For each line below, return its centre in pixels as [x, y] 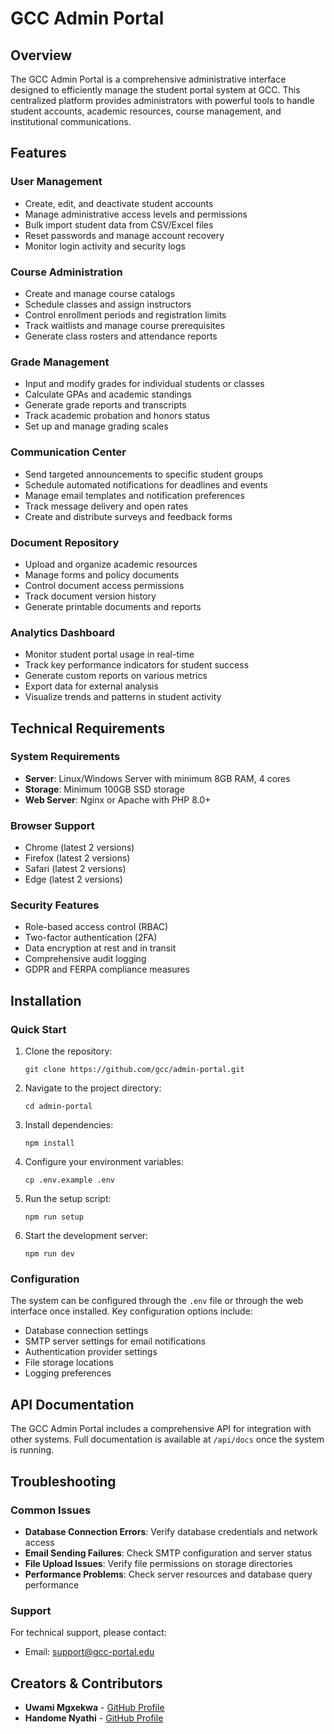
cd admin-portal [58, 1107]
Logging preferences [68, 1373]
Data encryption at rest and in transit [100, 948]
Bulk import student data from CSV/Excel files [119, 224]
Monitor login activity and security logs [105, 246]
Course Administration [66, 272]
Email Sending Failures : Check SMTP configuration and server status [168, 1553]
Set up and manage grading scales [96, 426]
